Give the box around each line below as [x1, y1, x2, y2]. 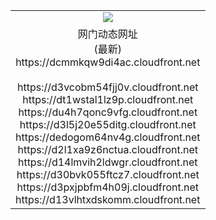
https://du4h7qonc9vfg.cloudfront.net [18, 105, 198, 119]
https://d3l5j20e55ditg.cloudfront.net [19, 117, 197, 131]
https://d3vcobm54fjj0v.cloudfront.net [16, 80, 199, 94]
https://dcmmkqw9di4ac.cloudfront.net [15, 55, 201, 69]
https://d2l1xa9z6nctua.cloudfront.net [17, 142, 198, 156]
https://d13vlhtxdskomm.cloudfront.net [15, 192, 201, 206]
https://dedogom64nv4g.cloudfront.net [15, 130, 201, 144]
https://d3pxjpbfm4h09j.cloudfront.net [16, 180, 200, 194]
